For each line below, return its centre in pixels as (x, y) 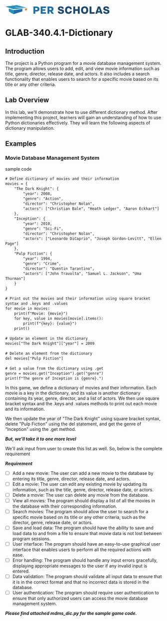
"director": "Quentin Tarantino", (59, 269)
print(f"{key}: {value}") (50, 323)
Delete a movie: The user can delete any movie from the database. (81, 495)
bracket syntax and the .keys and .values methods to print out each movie (81, 403)
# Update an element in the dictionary (47, 338)
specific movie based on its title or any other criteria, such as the (79, 517)
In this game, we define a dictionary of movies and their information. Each (81, 387)
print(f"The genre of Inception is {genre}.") (54, 378)
